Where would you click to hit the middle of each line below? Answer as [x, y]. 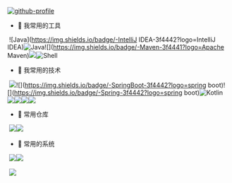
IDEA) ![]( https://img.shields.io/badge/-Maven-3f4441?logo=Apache [116, 47]
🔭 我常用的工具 [39, 25]
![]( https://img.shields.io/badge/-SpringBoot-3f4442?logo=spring [111, 85]
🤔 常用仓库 [33, 114]
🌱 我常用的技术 [39, 70]
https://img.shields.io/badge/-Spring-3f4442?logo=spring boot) [106, 93]
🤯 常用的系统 [36, 144]
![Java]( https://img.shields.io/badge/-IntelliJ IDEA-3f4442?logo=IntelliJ [112, 40]
